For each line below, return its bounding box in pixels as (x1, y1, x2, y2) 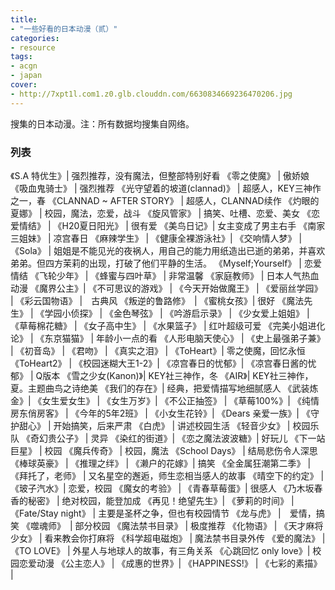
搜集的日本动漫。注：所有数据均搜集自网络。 (10, 117, 195, 130)
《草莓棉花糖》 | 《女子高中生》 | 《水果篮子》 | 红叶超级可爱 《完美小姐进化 (10, 319, 326, 331)
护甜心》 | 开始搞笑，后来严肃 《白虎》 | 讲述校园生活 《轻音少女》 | (10, 419, 291, 431)
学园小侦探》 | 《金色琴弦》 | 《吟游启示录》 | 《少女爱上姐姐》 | (44, 307, 310, 319)
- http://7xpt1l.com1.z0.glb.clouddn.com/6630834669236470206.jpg (10, 89, 293, 99)
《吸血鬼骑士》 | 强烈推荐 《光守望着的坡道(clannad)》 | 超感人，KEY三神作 (10, 182, 322, 194)
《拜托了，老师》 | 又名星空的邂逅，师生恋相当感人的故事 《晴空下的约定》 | (10, 469, 325, 481)
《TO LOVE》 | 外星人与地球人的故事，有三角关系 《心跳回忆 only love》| (10, 544, 311, 556)
